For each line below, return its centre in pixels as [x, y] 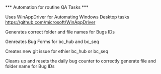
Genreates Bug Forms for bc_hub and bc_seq [52, 41]
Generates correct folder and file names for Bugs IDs [60, 32]
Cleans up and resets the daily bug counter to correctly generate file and [80, 61]
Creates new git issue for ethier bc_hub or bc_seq [57, 51]
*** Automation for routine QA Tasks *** [47, 7]
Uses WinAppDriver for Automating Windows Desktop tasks [67, 17]
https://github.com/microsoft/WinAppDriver [50, 22]
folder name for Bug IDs [30, 66]
